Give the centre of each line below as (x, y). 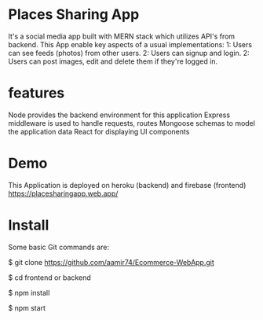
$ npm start (27, 307)
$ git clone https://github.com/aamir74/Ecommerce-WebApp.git (111, 262)
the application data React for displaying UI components (99, 131)
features (37, 93)
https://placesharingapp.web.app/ (63, 193)
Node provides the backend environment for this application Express (119, 115)
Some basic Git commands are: (59, 247)
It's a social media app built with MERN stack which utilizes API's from (122, 36)
